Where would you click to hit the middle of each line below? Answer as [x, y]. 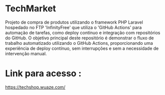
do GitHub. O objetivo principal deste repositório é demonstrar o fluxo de [80, 38]
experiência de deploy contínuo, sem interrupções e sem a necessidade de [82, 48]
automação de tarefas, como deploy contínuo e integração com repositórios [83, 32]
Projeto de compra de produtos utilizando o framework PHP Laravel [74, 22]
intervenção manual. [26, 53]
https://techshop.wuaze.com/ [35, 87]
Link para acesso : [43, 74]
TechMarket [30, 9]
